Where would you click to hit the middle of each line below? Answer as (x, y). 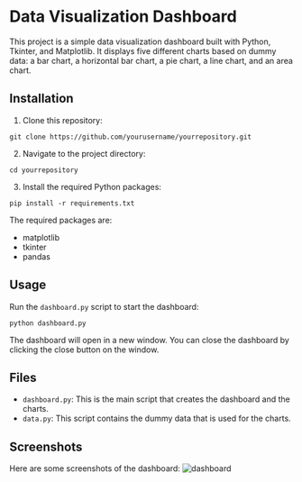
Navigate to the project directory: (84, 153)
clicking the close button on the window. (84, 350)
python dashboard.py (48, 323)
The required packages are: (61, 220)
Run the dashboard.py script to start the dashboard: (104, 306)
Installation (41, 99)
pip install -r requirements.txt (72, 203)
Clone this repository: (62, 120)
